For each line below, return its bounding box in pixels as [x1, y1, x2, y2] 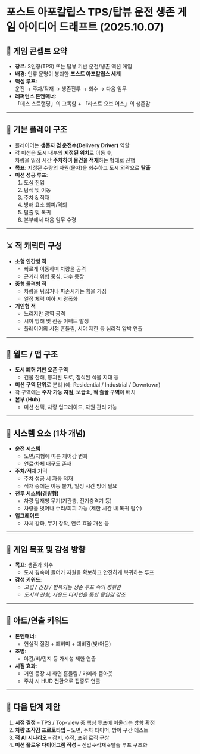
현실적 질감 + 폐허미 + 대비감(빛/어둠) [23, 640, 111, 647]
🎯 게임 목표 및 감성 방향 [6, 544, 86, 554]
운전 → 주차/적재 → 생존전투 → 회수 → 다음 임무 [14, 85, 127, 92]
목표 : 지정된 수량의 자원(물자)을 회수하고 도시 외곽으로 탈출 [14, 164, 151, 171]
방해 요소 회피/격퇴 [23, 201, 67, 208]
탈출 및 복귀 [23, 208, 51, 216]
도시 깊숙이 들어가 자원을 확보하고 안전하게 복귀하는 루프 [23, 569, 155, 576]
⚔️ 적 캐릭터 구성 [6, 241, 62, 251]
